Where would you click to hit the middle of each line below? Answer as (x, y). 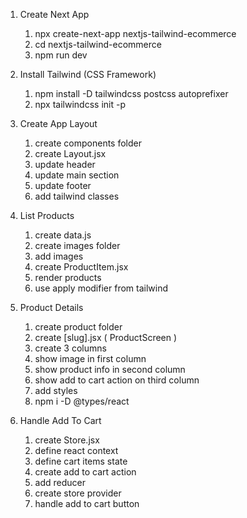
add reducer (60, 482)
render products (68, 277)
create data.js (63, 235)
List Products (47, 215)
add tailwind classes (77, 196)
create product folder (78, 327)
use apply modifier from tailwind (101, 288)
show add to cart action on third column (117, 380)
